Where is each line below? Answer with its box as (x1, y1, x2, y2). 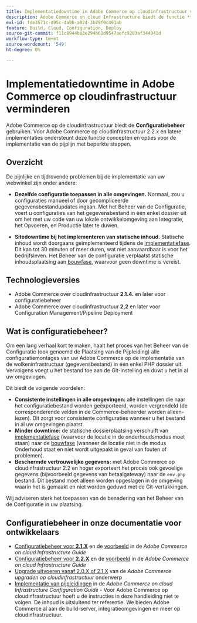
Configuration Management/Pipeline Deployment (14, 309, 133, 316)
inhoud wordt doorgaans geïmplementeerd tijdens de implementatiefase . (14, 239, 191, 247)
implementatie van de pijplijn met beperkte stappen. (6, 140, 132, 147)
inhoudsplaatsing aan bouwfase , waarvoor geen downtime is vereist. (14, 258, 181, 265)
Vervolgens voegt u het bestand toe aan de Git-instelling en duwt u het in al (6, 367, 189, 374)
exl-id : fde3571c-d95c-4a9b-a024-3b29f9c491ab (6, 19, 122, 25)
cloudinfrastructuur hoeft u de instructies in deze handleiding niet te (14, 592, 179, 600)
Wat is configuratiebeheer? (6, 326, 108, 336)
